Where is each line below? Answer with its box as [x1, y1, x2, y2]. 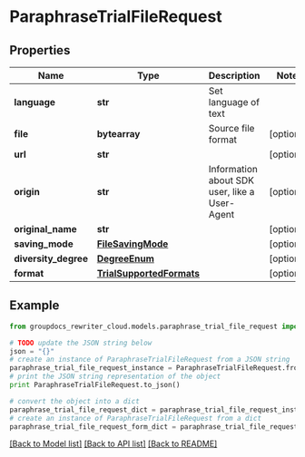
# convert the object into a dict [9, 396, 141, 405]
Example [9, 297, 60, 314]
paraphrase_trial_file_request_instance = [9, 364, 172, 373]
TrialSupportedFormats [96, 267, 201, 279]
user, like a [208, 186, 255, 198]
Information [208, 163, 259, 175]
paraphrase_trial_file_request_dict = [9, 405, 156, 414]
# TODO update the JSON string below [9, 338, 152, 347]
